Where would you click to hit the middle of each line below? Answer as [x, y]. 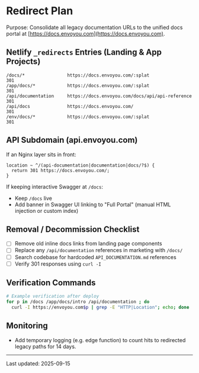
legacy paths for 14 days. [45, 346]
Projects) [23, 61]
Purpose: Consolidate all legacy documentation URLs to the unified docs [94, 27]
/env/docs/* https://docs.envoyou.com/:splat [78, 117]
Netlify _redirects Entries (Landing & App [84, 52]
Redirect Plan [40, 11]
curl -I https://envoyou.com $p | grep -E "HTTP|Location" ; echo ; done [100, 307]
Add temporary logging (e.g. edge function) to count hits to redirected [100, 340]
